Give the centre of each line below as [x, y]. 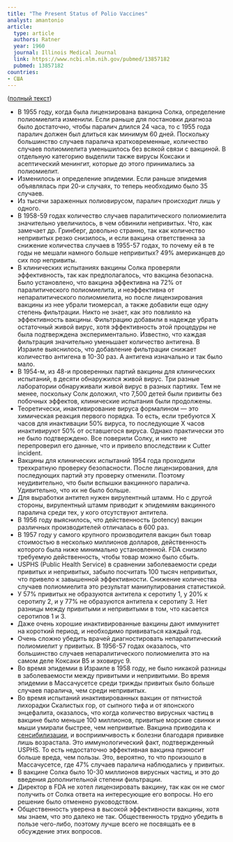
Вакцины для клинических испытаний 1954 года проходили [106, 461]
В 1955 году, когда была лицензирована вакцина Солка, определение [121, 112]
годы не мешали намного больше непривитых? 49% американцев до [121, 253]
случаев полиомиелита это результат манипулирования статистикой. [121, 586]
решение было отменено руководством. [78, 802]
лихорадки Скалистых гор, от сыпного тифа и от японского [106, 705]
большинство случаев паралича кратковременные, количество [113, 142]
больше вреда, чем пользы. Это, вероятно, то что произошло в [112, 758]
